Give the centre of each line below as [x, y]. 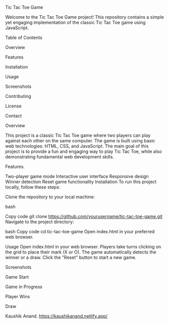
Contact [13, 116]
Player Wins [18, 296]
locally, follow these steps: [33, 187]
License [13, 106]
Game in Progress [24, 287]
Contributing [18, 96]
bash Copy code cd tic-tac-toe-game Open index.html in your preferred [80, 231]
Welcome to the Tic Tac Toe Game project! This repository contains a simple [84, 17]
